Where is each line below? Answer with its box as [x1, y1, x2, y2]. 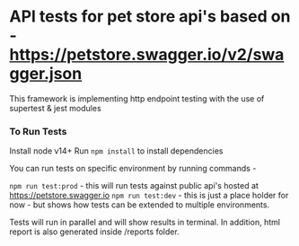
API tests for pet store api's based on [9, 6, 291, 27]
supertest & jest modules [9, 102, 101, 113]
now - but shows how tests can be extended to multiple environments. [9, 199, 270, 210]
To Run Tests [9, 125, 67, 137]
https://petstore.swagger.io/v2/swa [9, 45, 285, 65]
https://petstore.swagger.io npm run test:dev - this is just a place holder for [9, 190, 289, 201]
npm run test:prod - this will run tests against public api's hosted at [9, 180, 259, 191]
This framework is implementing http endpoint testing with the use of [9, 92, 265, 104]
